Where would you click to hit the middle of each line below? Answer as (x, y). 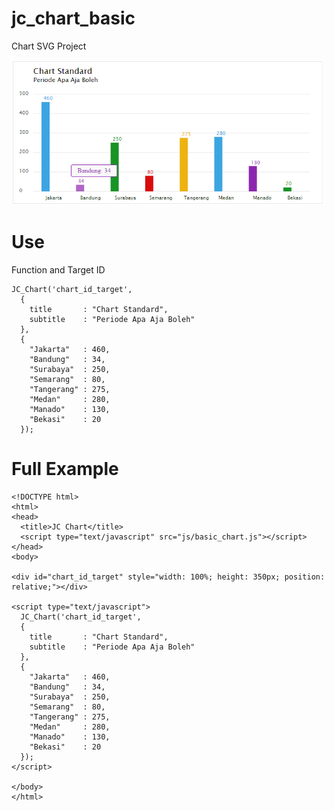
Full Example (65, 468)
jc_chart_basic (73, 18)
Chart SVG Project (49, 46)
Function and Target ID (58, 269)
